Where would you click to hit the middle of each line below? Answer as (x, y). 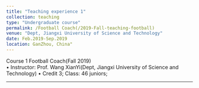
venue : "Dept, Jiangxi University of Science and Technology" (84, 33)
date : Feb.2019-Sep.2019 (37, 39)
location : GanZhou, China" (39, 45)
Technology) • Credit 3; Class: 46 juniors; (57, 73)
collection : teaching (33, 17)
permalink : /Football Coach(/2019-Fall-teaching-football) (81, 28)
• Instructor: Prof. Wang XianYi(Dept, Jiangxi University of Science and (92, 67)
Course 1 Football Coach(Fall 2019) (49, 61)
